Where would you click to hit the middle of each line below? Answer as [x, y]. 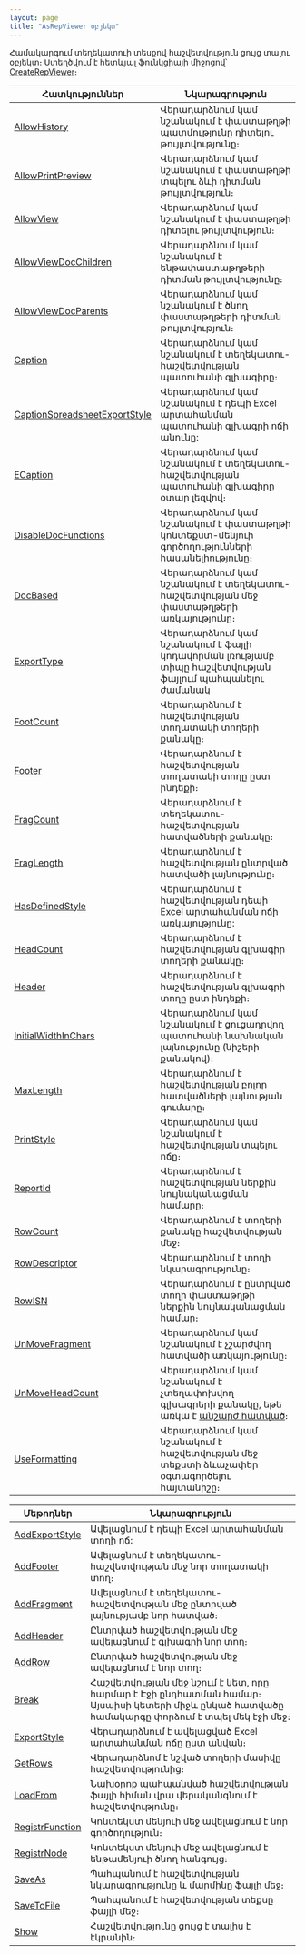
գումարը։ [183, 1107]
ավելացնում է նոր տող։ [146, 1667]
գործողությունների [206, 546]
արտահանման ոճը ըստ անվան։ [168, 1742]
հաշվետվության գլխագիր [223, 949]
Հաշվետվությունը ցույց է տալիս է [171, 1926]
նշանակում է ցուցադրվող [222, 1024]
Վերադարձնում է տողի [216, 1257]
